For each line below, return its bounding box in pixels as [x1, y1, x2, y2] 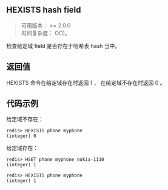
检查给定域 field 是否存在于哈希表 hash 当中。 [6, 42, 121, 49]
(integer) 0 [6, 133, 36, 139]
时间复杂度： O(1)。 [21, 29, 71, 36]
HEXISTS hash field [6, 5, 81, 15]
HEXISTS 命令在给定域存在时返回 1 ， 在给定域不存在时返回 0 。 [6, 79, 166, 86]
